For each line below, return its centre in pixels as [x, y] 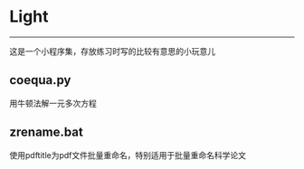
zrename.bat [46, 132]
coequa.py [40, 80]
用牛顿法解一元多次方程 [53, 103]
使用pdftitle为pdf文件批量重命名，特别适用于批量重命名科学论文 [128, 155]
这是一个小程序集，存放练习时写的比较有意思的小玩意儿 [112, 51]
